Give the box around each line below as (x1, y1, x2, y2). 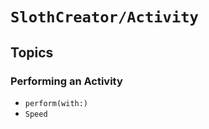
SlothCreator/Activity (10, 8, 199, 27)
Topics (10, 44, 54, 61)
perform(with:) (24, 98, 89, 108)
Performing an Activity (10, 74, 123, 88)
